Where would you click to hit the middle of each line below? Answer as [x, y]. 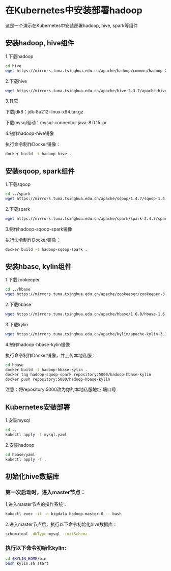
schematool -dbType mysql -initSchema [46, 534]
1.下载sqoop [18, 184]
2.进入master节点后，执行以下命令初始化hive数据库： [61, 524]
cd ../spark [18, 194]
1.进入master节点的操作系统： [36, 504]
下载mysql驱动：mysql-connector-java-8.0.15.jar [56, 123]
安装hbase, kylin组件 [38, 266]
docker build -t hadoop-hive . [38, 154]
